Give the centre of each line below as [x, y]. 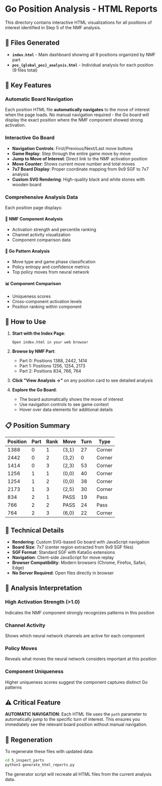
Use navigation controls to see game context [64, 405]
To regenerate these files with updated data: [49, 752]
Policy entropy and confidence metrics [51, 267]
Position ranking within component [47, 307]
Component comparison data [41, 240]
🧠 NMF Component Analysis [34, 219]
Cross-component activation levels [47, 301]
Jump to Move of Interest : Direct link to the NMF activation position [80, 158]
